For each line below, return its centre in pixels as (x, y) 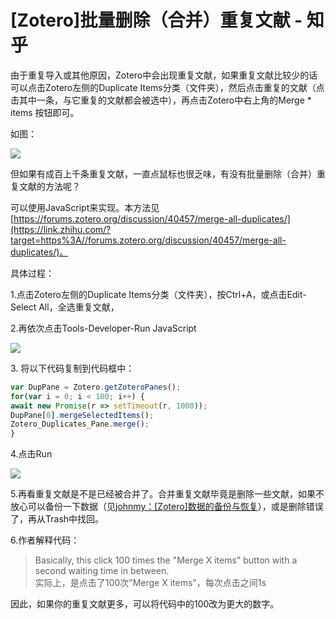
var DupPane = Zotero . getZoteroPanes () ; (96, 387)
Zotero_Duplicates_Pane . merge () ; (80, 424)
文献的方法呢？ (49, 186)
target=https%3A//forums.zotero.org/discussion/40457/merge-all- (148, 240)
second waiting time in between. (102, 571)
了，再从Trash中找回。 (57, 519)
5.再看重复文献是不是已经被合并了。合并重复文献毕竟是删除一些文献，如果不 (167, 494)
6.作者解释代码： (45, 540)
